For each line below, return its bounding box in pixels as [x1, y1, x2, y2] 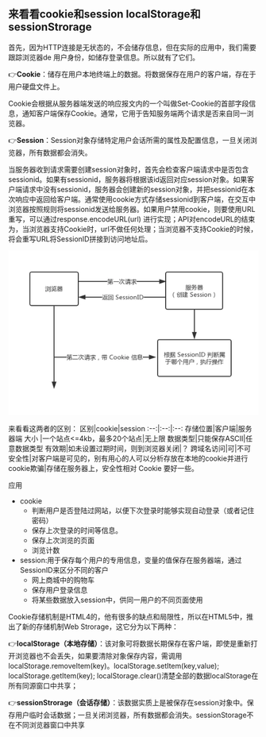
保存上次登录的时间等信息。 [31, 526, 123, 535]
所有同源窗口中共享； [8, 681, 78, 691]
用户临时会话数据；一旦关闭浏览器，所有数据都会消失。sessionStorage [14, 710, 248, 720]
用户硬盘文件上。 [8, 82, 64, 91]
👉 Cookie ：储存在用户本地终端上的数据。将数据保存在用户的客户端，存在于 [8, 69, 256, 79]
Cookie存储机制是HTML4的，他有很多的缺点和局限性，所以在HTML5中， [8, 612, 247, 622]
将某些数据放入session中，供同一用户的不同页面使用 [31, 595, 203, 605]
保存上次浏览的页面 [31, 535, 95, 546]
